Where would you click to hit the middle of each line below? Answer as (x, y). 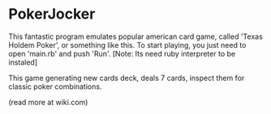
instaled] (23, 62)
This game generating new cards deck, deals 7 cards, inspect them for (127, 78)
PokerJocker (52, 14)
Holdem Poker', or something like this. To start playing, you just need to (127, 44)
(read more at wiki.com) (48, 102)
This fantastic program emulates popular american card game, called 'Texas (136, 36)
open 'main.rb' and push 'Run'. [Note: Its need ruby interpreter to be (122, 53)
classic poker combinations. (55, 87)
